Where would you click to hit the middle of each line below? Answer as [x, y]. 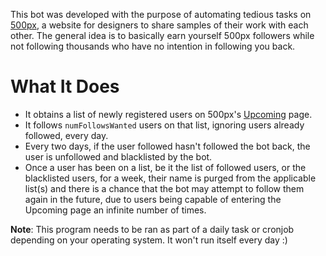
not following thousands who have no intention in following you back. [153, 46]
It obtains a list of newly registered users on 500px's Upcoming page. [168, 114]
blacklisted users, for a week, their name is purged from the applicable [170, 178]
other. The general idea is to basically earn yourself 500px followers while [162, 35]
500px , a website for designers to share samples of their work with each [159, 25]
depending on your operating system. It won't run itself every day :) [149, 240]
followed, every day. [66, 135]
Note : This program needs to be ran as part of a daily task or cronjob [152, 229]
